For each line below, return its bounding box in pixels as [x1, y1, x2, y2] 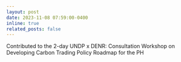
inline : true [6, 20, 39, 26]
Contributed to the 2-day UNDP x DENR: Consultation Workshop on [6, 43, 175, 50]
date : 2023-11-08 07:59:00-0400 [6, 15, 88, 21]
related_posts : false [6, 26, 61, 32]
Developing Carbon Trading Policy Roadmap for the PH [6, 49, 144, 57]
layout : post [6, 9, 39, 15]
